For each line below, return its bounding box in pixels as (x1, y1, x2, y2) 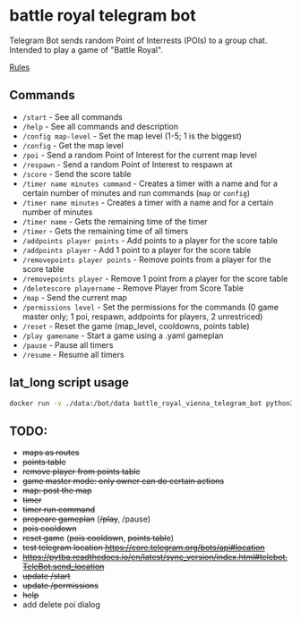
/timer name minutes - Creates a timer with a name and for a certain (21, 197, 274, 208)
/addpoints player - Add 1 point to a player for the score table (21, 244, 252, 255)
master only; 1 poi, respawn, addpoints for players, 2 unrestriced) (21, 310, 263, 322)
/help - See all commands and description (21, 121, 179, 131)
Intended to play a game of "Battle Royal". (9, 44, 164, 55)
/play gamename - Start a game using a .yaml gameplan (21, 330, 224, 341)
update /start (21, 571, 71, 581)
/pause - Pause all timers (21, 339, 114, 350)
